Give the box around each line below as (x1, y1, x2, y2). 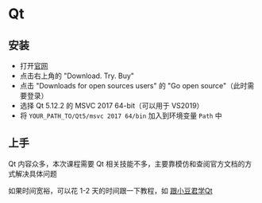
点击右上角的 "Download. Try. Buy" (19, 71, 135, 80)
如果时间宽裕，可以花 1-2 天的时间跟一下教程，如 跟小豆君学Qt (8, 185, 213, 195)
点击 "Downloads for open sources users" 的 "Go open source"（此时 (19, 81, 248, 90)
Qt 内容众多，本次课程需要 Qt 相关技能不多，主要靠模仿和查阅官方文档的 (8, 158, 245, 168)
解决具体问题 (14, 169, 57, 178)
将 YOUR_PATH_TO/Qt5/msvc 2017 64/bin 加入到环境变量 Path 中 (19, 111, 222, 120)
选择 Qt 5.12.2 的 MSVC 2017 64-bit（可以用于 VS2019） (19, 101, 204, 110)
